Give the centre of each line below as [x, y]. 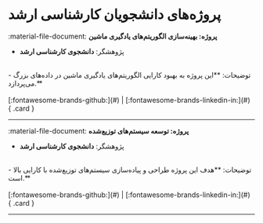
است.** [20, 177]
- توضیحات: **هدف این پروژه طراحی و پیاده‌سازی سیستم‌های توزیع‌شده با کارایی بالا [130, 170]
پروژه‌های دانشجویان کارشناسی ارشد [115, 15]
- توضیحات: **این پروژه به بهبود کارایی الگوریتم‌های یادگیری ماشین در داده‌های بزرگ [130, 75]
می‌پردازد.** [25, 83]
